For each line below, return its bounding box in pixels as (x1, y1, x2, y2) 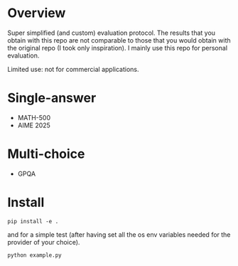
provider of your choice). (7, 238, 80, 246)
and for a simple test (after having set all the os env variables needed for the (7, 230, 231, 239)
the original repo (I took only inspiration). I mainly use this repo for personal (7, 43, 228, 52)
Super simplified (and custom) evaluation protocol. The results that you (7, 28, 215, 37)
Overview (7, 5, 66, 21)
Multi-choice (7, 146, 85, 162)
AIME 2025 (17, 121, 51, 129)
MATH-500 (17, 113, 51, 122)
